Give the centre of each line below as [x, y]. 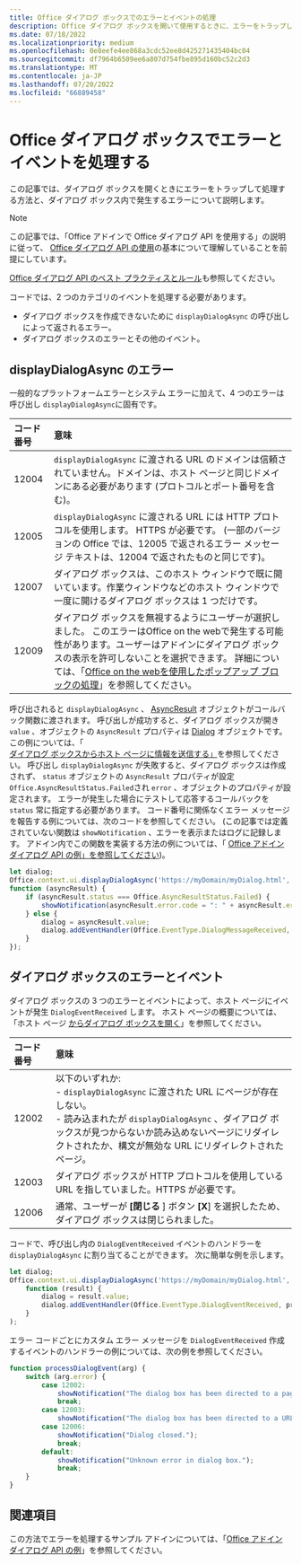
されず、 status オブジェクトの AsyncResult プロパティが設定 [122, 777]
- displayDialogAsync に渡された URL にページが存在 [167, 1092]
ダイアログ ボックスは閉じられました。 [137, 1219]
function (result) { [64, 1288]
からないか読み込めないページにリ [181, 1132]
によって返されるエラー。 [69, 328]
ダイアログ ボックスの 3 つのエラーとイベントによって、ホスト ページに [141, 1000]
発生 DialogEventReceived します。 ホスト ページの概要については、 [157, 1012]
